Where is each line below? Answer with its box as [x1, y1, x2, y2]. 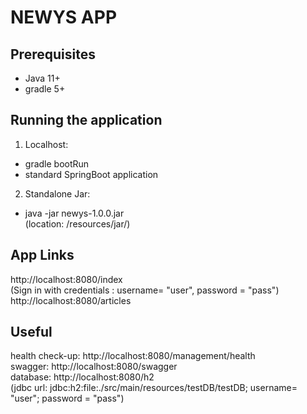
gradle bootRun [24, 157, 90, 170]
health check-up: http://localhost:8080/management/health [10, 350, 256, 362]
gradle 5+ [24, 83, 66, 95]
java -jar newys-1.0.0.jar [24, 207, 125, 219]
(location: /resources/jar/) [24, 217, 131, 230]
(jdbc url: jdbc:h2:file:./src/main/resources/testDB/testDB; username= [10, 382, 298, 394]
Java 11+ [24, 72, 61, 84]
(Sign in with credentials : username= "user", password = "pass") [10, 284, 280, 296]
